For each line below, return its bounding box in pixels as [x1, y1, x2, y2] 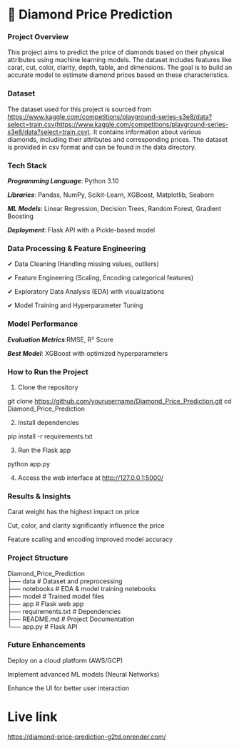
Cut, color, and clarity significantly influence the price [7, 521, 166, 530]
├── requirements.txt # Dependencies [7, 607, 121, 615]
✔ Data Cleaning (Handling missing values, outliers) [7, 260, 159, 268]
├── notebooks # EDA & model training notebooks [7, 584, 156, 593]
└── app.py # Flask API [7, 622, 78, 630]
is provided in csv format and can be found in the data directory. [7, 143, 197, 151]
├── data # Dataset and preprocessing [7, 577, 123, 585]
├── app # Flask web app [7, 599, 84, 608]
